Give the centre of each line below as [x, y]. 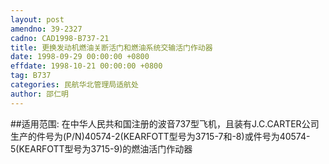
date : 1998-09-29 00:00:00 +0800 [80, 57]
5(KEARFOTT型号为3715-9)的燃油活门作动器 [101, 148]
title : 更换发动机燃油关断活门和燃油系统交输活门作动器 [111, 47]
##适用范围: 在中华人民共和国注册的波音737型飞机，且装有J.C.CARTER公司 [165, 123]
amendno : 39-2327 [46, 29]
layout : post [37, 19]
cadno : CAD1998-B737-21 [60, 38]
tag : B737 [31, 76]
